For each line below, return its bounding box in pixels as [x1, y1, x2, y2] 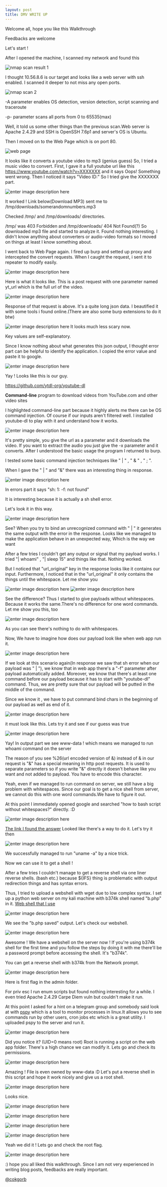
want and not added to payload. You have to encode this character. [5, 771, 143, 777]
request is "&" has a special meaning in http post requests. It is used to [5, 760, 150, 767]
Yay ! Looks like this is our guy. [5, 373, 69, 379]
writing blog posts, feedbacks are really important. [5, 1167, 108, 1173]
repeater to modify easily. [5, 259, 58, 265]
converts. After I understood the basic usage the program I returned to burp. [5, 447, 162, 453]
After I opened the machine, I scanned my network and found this [5, 54, 140, 60]
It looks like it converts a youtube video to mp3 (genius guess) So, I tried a [5, 158, 158, 164]
